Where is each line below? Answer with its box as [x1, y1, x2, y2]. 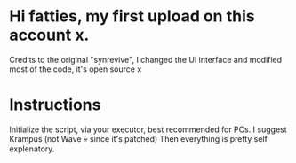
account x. [9, 25, 90, 45]
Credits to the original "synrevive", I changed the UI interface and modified [9, 54, 283, 65]
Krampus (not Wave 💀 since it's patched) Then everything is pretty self [9, 133, 268, 144]
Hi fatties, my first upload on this [9, 6, 255, 27]
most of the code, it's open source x [9, 64, 142, 74]
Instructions [9, 95, 101, 115]
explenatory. [9, 144, 55, 154]
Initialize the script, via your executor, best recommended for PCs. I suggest [9, 124, 287, 135]
